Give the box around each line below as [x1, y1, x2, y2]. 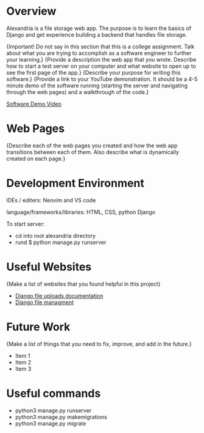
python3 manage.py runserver [15, 407, 92, 414]
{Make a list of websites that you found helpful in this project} [6, 280, 161, 287]
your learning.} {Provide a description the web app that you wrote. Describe [6, 56, 197, 63]
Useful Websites [6, 260, 92, 273]
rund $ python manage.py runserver [15, 239, 107, 246]
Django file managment [15, 298, 74, 306]
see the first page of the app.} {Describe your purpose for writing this [6, 68, 181, 76]
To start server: [6, 220, 45, 228]
